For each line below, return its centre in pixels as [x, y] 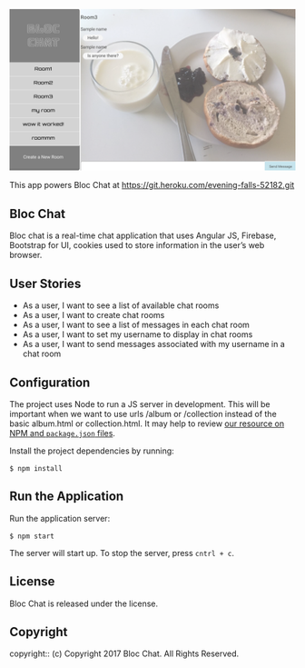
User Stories [45, 283]
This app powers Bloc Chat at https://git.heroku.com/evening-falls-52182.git [152, 185]
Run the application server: [60, 518]
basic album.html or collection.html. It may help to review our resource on [147, 424]
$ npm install [36, 468]
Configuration [50, 382]
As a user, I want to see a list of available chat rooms [121, 305]
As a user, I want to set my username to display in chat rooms [138, 334]
